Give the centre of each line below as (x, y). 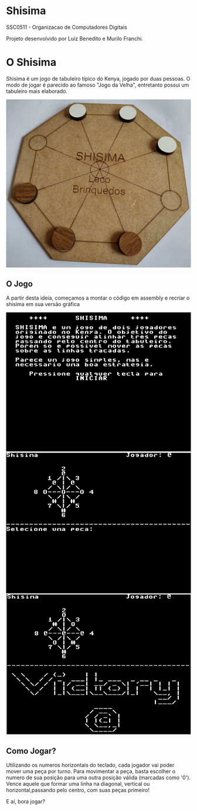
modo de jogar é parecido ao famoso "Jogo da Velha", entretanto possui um (98, 85)
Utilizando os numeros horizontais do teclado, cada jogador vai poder (90, 765)
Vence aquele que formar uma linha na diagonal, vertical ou (78, 784)
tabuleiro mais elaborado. (37, 91)
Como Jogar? (31, 751)
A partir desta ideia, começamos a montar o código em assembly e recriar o (98, 298)
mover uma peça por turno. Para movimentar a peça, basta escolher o (91, 772)
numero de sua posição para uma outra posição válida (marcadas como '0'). (98, 777)
